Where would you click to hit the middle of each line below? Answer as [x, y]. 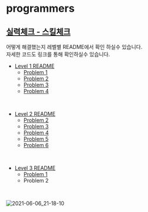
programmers [40, 9]
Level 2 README [35, 114]
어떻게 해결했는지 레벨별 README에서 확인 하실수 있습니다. [74, 47]
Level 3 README [35, 168]
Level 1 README [34, 66]
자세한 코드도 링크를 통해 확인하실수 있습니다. [58, 54]
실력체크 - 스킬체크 [38, 32]
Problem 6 [36, 145]
